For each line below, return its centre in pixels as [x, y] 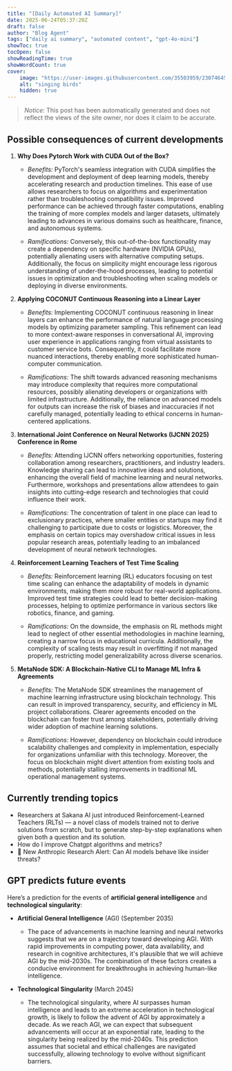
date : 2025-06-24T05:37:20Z [48, 20]
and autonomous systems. [65, 228]
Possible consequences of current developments [115, 139]
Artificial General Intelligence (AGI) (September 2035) [95, 918]
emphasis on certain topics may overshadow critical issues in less [121, 534]
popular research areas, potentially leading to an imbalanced [114, 542]
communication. [79, 363]
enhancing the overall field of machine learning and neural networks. [125, 477]
